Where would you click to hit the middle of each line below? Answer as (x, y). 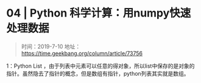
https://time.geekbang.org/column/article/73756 (82, 53)
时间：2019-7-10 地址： (51, 46)
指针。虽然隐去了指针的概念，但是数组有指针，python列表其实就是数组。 (98, 73)
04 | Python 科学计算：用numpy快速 (99, 13)
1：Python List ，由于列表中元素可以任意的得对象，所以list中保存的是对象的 (100, 66)
